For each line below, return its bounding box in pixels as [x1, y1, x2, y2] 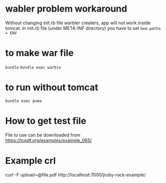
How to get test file [5, 115, 87, 126]
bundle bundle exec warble [5, 65, 61, 70]
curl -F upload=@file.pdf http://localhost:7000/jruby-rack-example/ [5, 171, 146, 177]
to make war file [5, 48, 74, 59]
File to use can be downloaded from [5, 132, 80, 138]
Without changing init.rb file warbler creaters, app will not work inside [5, 20, 151, 26]
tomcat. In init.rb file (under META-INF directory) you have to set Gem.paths [5, 25, 161, 31]
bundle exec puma [5, 98, 42, 104]
